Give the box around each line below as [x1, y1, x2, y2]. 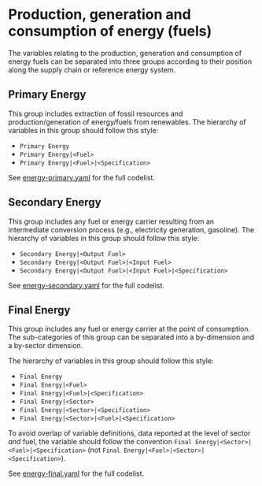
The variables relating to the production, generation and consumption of [8, 48, 242, 58]
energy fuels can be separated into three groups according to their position [8, 57, 253, 66]
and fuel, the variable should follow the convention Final [8, 437, 193, 447]
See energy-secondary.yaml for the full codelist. [8, 280, 165, 290]
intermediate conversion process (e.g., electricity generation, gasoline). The [8, 224, 254, 234]
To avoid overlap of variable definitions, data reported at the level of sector [8, 428, 251, 438]
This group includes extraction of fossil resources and [8, 109, 183, 118]
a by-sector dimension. [8, 341, 83, 351]
